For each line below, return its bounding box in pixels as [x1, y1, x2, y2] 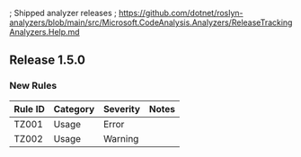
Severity [102, 102, 141, 115]
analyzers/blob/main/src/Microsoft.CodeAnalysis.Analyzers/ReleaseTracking [9, 17, 293, 28]
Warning [102, 132, 139, 144]
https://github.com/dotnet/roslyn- [118, 8, 244, 18]
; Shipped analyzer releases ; [9, 8, 117, 18]
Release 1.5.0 [9, 53, 85, 68]
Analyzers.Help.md [9, 27, 80, 37]
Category [53, 102, 95, 115]
